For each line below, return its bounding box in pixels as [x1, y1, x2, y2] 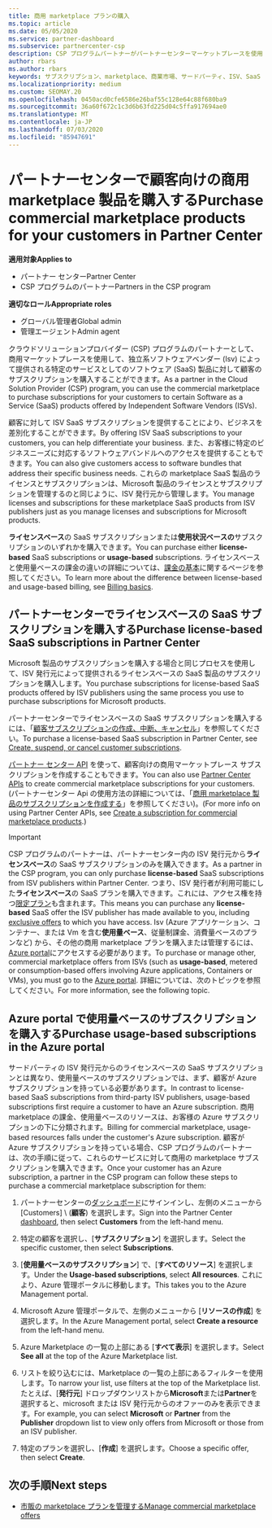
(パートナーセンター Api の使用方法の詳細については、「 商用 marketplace [8, 789, 251, 799]
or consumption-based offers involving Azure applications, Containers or [8, 965, 253, 975]
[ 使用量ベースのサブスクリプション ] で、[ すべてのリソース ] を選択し [19, 1259, 247, 1270]
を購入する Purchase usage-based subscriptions [8, 1027, 257, 1040]
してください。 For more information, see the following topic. [8, 986, 210, 996]
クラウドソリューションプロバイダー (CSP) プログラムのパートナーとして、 [8, 344, 258, 353]
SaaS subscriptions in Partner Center [8, 636, 201, 650]
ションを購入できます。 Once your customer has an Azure [29, 1163, 222, 1173]
